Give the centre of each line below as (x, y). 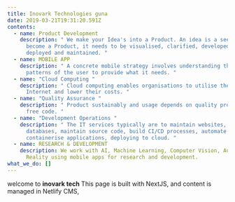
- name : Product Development (56, 33)
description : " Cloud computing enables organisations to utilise (119, 86)
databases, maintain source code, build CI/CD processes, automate (126, 131)
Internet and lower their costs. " (78, 92)
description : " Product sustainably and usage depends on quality (119, 105)
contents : (22, 27)
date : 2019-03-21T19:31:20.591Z (54, 20)
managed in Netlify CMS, (43, 191)
